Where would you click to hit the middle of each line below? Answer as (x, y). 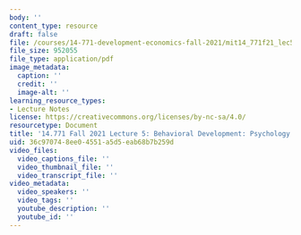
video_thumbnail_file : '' (66, 167)
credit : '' (38, 84)
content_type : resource (54, 26)
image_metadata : (39, 68)
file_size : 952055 (43, 51)
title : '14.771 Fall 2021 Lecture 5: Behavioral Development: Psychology (150, 134)
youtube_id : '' (46, 217)
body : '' (26, 17)
